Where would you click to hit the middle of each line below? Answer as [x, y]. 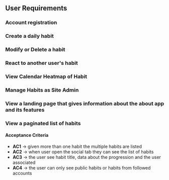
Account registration [31, 23]
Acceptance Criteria [27, 135]
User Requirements [36, 8]
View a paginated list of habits [43, 123]
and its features [25, 110]
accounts [22, 173]
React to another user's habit [42, 63]
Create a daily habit [30, 36]
